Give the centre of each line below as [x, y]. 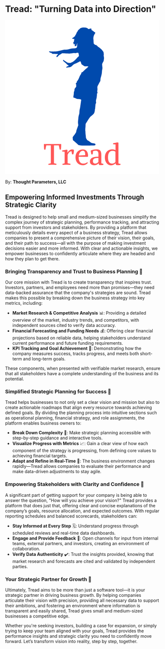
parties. [20, 566]
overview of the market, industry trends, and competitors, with [76, 320]
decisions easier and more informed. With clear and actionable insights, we [82, 248]
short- [146, 354]
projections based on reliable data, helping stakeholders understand [82, 338]
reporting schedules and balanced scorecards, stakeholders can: [71, 516]
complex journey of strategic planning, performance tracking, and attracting [82, 222]
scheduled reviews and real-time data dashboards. [64, 533]
